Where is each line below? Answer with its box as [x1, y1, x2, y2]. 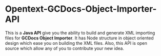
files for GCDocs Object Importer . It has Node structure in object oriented [5, 35, 154, 41]
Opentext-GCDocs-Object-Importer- [5, 3, 157, 15]
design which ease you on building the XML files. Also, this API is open [5, 40, 147, 46]
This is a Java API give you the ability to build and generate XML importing [5, 30, 155, 36]
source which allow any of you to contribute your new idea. [5, 45, 124, 51]
